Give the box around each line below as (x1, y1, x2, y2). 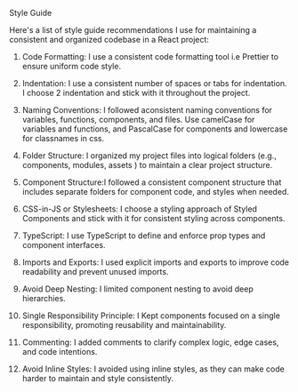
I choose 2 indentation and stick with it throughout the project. (21, 88, 251, 98)
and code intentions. (21, 347, 98, 356)
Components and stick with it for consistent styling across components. (21, 213, 286, 223)
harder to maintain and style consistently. (21, 373, 173, 383)
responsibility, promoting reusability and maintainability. (21, 320, 227, 330)
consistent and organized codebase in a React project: (9, 35, 209, 44)
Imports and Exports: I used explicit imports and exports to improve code (21, 257, 290, 268)
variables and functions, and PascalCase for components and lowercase (21, 124, 288, 134)
